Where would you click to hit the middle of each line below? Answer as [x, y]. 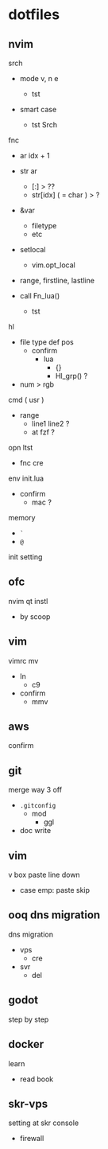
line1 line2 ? [50, 424]
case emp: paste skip [54, 890]
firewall [32, 1139]
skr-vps [28, 1104]
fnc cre [31, 463]
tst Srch [44, 125]
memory [22, 518]
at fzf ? [43, 432]
